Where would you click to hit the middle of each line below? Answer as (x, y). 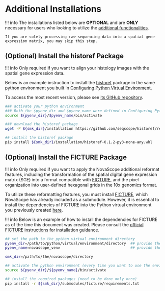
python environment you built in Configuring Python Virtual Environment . (79, 88)
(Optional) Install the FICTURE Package (66, 158)
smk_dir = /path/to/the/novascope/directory (49, 257)
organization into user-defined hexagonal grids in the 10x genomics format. (81, 185)
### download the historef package (41, 124)
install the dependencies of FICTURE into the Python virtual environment (78, 205)
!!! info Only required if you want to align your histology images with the (77, 68)
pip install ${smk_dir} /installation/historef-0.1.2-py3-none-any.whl (79, 142)
